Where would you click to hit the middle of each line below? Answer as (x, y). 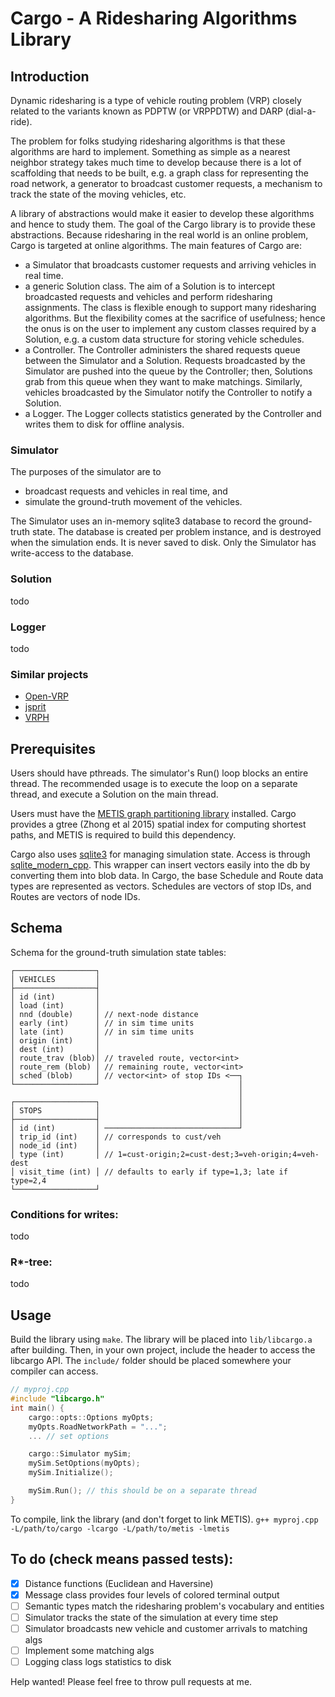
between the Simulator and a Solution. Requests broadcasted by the (165, 360)
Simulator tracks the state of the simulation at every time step (151, 1617)
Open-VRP (46, 696)
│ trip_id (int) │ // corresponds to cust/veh (116, 1137)
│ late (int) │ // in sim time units (102, 1032)
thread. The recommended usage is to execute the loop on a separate (154, 783)
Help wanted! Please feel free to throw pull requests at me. (131, 1682)
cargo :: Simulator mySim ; (80, 1454)
